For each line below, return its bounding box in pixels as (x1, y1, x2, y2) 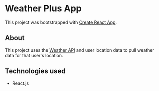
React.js (12, 80, 29, 86)
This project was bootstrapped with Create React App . (5, 19, 117, 25)
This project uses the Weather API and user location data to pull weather (5, 47, 154, 53)
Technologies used (5, 67, 66, 75)
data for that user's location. (5, 52, 63, 58)
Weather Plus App (5, 3, 82, 14)
